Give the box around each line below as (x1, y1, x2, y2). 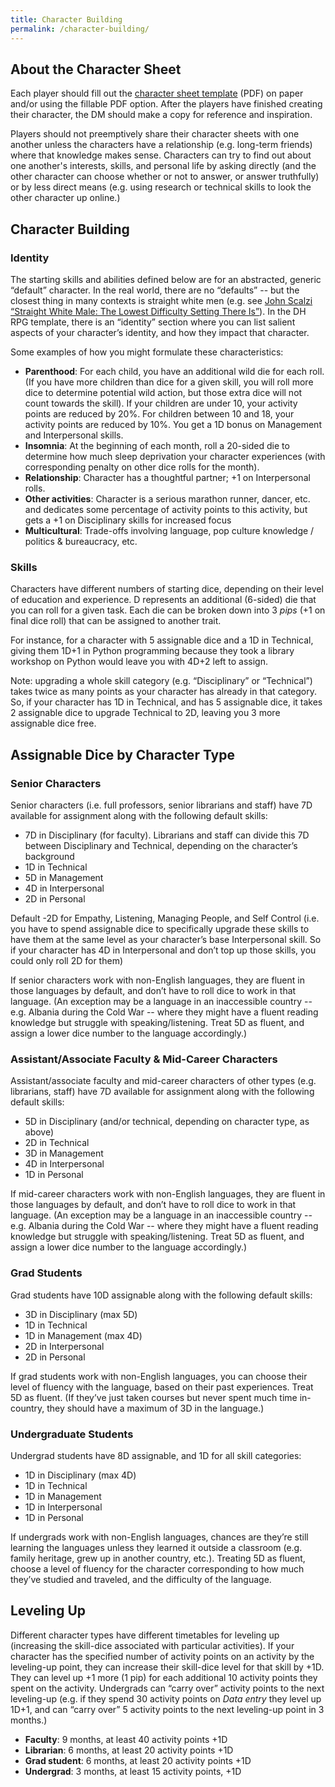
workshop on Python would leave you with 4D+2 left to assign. (10, 656, 268, 668)
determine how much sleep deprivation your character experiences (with (24, 451, 326, 462)
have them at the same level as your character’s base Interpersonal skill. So (10, 933, 322, 945)
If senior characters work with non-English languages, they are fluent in (10, 974, 305, 986)
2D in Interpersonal (24, 1340, 105, 1352)
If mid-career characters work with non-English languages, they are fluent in (10, 1188, 326, 1200)
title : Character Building (10, 14, 123, 25)
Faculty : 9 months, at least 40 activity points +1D (24, 1733, 228, 1745)
